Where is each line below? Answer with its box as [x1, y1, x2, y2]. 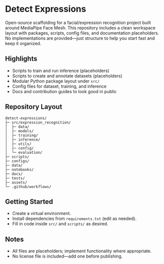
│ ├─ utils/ [5, 141, 32, 146]
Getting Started [5, 197, 53, 206]
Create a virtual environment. [12, 211, 71, 216]
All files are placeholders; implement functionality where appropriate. [12, 248, 152, 254]
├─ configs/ [5, 158, 29, 164]
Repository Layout [5, 103, 63, 111]
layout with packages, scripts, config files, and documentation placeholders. [5, 30, 159, 36]
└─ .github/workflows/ [5, 184, 51, 189]
